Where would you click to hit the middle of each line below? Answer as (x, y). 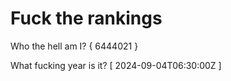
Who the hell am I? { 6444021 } (74, 46)
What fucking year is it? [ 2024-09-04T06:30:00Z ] (116, 65)
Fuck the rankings (86, 18)
